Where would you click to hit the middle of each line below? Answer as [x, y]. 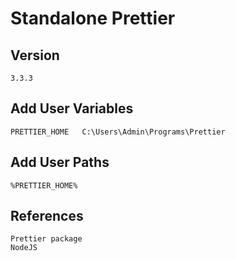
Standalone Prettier [93, 18]
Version [35, 55]
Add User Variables [72, 108]
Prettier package [46, 239]
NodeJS [24, 248]
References [47, 216]
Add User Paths [60, 162]
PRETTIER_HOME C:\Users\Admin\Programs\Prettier [118, 132]
